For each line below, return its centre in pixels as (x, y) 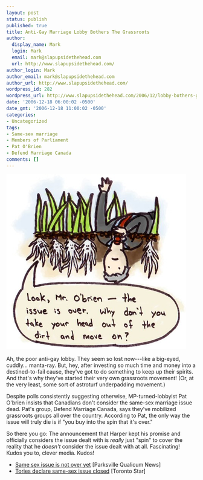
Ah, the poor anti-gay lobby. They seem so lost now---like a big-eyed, (93, 358)
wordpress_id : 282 (29, 89)
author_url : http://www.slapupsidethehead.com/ (67, 83)
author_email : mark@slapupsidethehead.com (60, 76)
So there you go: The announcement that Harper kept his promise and (94, 433)
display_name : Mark (36, 45)
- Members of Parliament (37, 140)
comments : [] (23, 160)
